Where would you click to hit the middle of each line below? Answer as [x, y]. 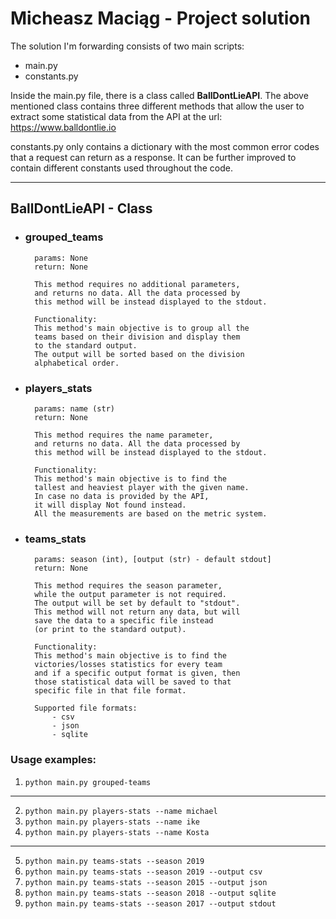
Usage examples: [53, 760]
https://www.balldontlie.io [63, 127]
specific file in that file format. [110, 691]
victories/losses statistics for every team [128, 665]
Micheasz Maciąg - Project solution [160, 18]
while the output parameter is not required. [130, 595]
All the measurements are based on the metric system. [151, 513]
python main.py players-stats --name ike [112, 822]
